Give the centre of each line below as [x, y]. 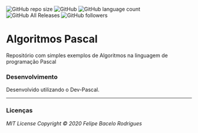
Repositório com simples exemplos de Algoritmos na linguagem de [87, 55]
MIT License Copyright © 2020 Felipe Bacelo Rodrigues [74, 123]
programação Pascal [31, 61]
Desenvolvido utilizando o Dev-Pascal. [53, 90]
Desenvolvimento [32, 77]
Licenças [19, 111]
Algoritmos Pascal [52, 39]
